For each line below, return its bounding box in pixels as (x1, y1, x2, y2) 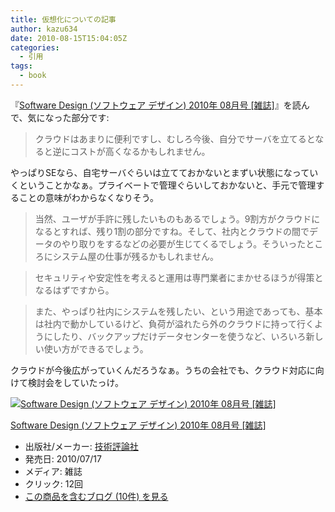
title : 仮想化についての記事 (10, 14, 117, 25)
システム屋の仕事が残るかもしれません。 (52, 250, 219, 262)
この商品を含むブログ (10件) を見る (24, 490, 169, 502)
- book (19, 71, 47, 81)
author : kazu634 (10, 24, 78, 34)
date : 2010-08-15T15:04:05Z (10, 33, 128, 43)
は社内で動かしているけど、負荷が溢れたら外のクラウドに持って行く (34, 317, 315, 330)
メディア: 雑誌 (24, 465, 83, 477)
